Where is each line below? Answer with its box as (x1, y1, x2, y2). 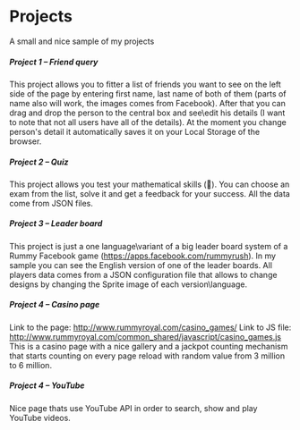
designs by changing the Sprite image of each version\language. (9, 279, 248, 290)
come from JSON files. (9, 198, 94, 208)
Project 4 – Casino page (9, 299, 100, 310)
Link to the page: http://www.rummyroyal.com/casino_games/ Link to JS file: (9, 322, 292, 333)
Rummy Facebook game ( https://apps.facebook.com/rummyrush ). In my (9, 250, 276, 261)
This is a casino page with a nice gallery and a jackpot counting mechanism (9, 341, 288, 351)
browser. (9, 136, 42, 147)
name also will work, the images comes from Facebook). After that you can (9, 97, 287, 108)
